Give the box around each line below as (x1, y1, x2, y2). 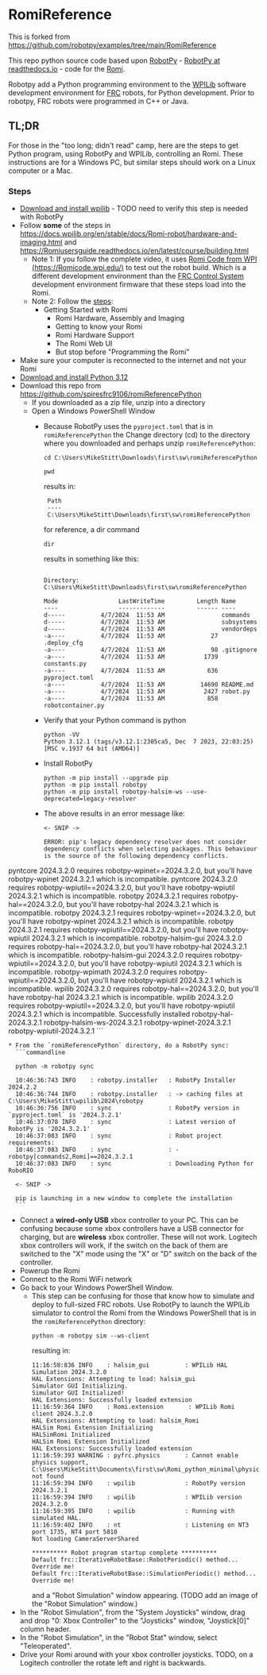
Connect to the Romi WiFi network (19, 1275, 133, 1284)
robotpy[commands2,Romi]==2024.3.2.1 (8, 1153, 133, 1161)
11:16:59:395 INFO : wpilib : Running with (31, 1507, 235, 1515)
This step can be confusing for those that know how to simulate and (31, 1291, 254, 1301)
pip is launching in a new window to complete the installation (15, 1194, 233, 1202)
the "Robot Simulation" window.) (31, 1599, 138, 1609)
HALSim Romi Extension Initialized (31, 1438, 149, 1446)
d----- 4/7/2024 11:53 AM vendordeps (43, 625, 257, 633)
